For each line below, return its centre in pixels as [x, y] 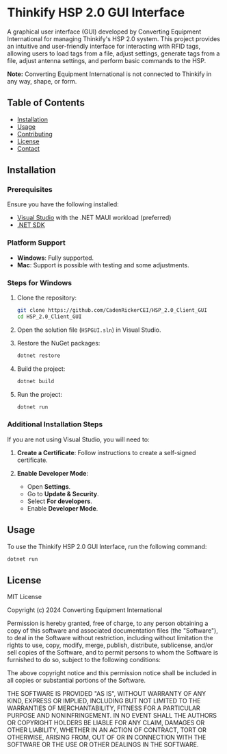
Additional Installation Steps [55, 424]
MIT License [25, 597]
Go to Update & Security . [63, 494]
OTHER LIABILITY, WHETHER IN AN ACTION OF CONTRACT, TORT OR [107, 730]
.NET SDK [31, 225]
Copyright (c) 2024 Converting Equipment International [85, 610]
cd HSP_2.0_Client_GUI [49, 317]
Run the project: [40, 394]
